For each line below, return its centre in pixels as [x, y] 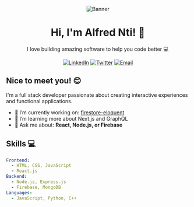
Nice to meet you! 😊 [44, 81]
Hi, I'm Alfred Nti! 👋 [98, 33]
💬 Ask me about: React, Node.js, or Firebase [68, 125]
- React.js [24, 171]
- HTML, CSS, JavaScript [41, 166]
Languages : [19, 192]
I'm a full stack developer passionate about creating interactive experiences [97, 95]
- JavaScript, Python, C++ [44, 198]
